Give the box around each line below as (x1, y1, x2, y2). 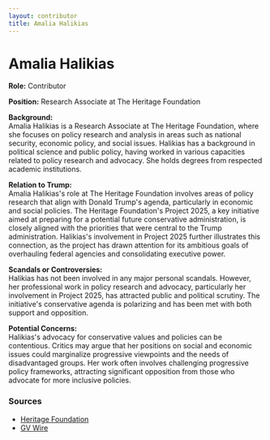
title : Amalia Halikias (8, 19, 89, 28)
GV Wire (19, 423, 49, 433)
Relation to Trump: (8, 180, 72, 190)
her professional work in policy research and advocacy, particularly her (8, 282, 246, 292)
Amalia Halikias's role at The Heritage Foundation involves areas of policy (8, 188, 254, 199)
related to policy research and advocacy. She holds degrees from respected (8, 156, 263, 166)
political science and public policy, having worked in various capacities (8, 147, 246, 157)
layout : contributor (8, 11, 79, 20)
